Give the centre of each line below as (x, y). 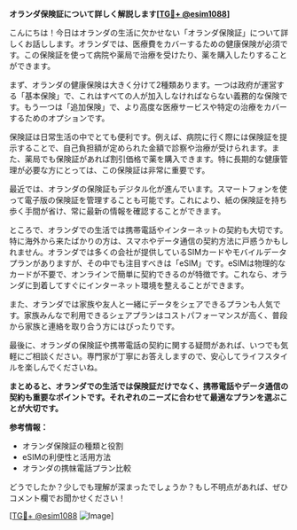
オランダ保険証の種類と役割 (73, 446)
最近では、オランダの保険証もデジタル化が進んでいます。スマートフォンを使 (148, 189)
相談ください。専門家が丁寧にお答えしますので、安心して (137, 356)
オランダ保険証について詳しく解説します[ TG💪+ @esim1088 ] (120, 14)
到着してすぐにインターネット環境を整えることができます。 (141, 285)
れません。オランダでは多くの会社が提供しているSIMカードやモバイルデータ (148, 252)
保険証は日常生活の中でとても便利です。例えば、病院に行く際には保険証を (145, 137)
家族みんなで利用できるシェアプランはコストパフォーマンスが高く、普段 (156, 315)
